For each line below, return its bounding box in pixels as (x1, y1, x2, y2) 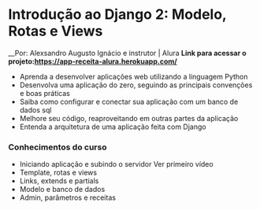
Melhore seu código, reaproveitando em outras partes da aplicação (19, 113, 239, 123)
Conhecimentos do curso (8, 142, 107, 153)
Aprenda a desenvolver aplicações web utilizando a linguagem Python (19, 72, 248, 81)
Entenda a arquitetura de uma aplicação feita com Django (19, 122, 206, 131)
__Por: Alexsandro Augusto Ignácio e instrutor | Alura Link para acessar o (8, 48, 247, 57)
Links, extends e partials (19, 176, 99, 186)
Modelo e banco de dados (19, 185, 106, 194)
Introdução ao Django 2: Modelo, (8, 6, 227, 24)
